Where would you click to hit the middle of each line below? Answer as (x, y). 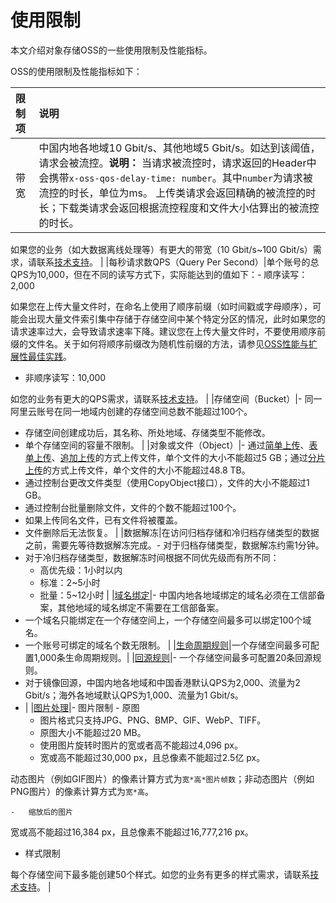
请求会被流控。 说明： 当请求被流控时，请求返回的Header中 (177, 163)
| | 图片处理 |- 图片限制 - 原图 (82, 707)
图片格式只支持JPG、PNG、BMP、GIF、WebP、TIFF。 (153, 720)
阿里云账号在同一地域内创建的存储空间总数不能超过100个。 (131, 411)
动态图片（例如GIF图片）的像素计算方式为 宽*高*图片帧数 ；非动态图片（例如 (162, 778)
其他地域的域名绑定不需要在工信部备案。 (141, 607)
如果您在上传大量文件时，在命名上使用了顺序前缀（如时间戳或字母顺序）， (161, 306)
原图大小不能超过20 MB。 (93, 732)
